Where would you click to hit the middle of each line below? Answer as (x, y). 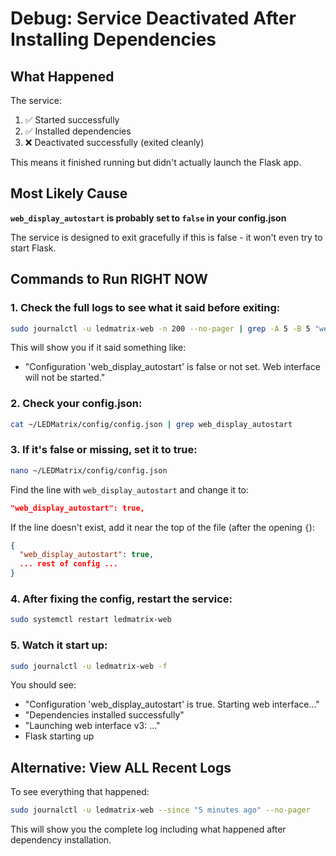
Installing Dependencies (113, 39)
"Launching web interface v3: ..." (92, 726)
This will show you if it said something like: (98, 348)
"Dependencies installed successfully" (104, 715)
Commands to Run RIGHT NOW (109, 279)
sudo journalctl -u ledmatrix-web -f (89, 666)
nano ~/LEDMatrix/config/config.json (89, 470)
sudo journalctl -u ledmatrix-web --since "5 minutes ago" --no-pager (160, 810)
